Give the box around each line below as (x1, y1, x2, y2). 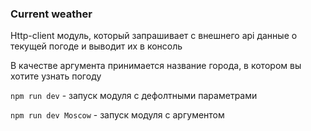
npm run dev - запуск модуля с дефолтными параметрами (10, 90, 258, 102)
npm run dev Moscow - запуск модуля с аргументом (10, 109, 225, 121)
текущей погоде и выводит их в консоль (10, 40, 183, 52)
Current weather (10, 7, 93, 21)
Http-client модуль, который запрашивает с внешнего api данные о (10, 30, 298, 42)
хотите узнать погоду (10, 70, 102, 82)
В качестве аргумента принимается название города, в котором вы (10, 60, 302, 72)
